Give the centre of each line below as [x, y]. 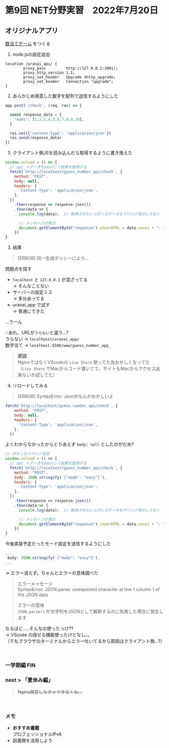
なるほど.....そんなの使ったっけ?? [39, 628]
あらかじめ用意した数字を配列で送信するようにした [65, 96]
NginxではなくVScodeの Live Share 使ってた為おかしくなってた [84, 362]
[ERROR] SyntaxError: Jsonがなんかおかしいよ [65, 396]
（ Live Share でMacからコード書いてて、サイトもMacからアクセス [87, 368]
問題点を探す [18, 269]
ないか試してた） [40, 375]
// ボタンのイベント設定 [27, 454]
